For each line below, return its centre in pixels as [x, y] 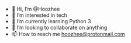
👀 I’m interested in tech [39, 15]
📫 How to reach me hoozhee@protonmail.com [68, 34]
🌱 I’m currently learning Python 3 [51, 21]
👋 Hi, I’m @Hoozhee [36, 9]
